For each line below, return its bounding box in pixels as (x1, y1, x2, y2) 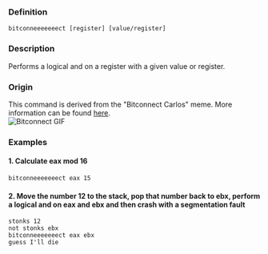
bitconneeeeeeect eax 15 (8, 175, 91, 183)
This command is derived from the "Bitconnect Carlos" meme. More (8, 99, 233, 109)
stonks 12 (8, 217, 42, 226)
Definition (8, 6, 48, 18)
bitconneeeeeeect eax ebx (8, 232, 94, 240)
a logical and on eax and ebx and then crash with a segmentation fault (8, 200, 246, 209)
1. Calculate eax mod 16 (8, 156, 88, 166)
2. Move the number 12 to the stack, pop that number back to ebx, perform (8, 191, 261, 200)
